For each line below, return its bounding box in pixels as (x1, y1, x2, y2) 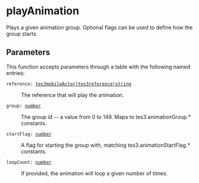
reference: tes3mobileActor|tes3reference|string (6, 81, 132, 87)
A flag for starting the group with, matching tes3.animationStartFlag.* (21, 141, 190, 149)
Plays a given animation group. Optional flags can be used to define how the (6, 24, 193, 31)
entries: (6, 70, 25, 77)
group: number (6, 103, 42, 109)
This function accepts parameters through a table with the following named (6, 63, 191, 70)
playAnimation (6, 4, 80, 18)
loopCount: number (6, 159, 52, 165)
